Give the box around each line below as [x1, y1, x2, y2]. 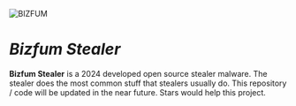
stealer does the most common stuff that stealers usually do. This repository [9, 78, 287, 88]
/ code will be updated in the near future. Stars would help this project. [9, 87, 267, 97]
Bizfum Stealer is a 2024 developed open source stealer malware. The [9, 68, 268, 79]
